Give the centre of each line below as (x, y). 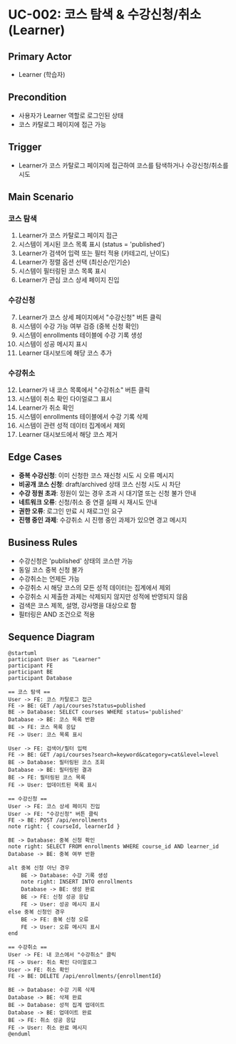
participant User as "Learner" (55, 660)
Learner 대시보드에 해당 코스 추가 (65, 353)
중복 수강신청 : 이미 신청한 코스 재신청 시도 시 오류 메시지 (96, 475)
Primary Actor (40, 57)
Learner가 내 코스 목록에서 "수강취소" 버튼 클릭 (84, 390)
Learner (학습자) (42, 74)
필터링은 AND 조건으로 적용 (57, 614)
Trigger (25, 147)
